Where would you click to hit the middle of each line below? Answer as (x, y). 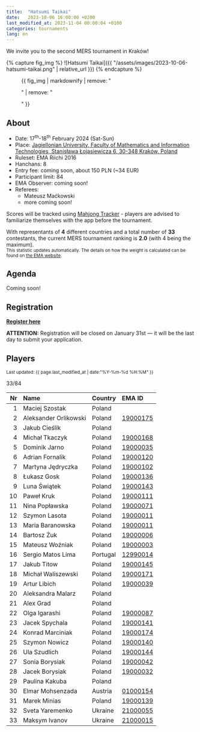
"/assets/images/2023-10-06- (150, 63)
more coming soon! (48, 202)
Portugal (104, 554)
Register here (23, 322)
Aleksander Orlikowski (55, 418)
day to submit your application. (44, 340)
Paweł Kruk (39, 496)
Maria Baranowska (50, 526)
